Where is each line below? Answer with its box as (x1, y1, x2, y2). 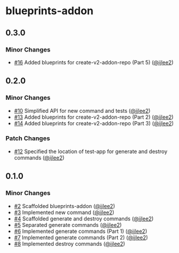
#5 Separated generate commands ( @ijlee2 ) (14, 221, 122, 228)
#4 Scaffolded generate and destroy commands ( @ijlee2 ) (14, 215, 154, 222)
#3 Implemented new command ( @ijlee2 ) (14, 209, 115, 216)
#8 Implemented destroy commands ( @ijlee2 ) (14, 240, 125, 247)
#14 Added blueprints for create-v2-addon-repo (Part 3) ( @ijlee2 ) (14, 119, 174, 126)
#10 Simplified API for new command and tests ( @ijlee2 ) (14, 107, 151, 114)
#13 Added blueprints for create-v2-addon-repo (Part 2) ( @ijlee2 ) (14, 113, 174, 121)
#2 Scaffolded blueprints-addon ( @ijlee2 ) (14, 202, 115, 209)
